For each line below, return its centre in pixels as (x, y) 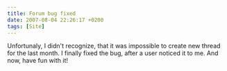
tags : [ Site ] (26, 26)
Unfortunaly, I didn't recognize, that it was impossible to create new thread (114, 46)
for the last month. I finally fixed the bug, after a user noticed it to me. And (113, 53)
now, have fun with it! (37, 61)
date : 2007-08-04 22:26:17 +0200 (56, 20)
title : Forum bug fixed (42, 13)
